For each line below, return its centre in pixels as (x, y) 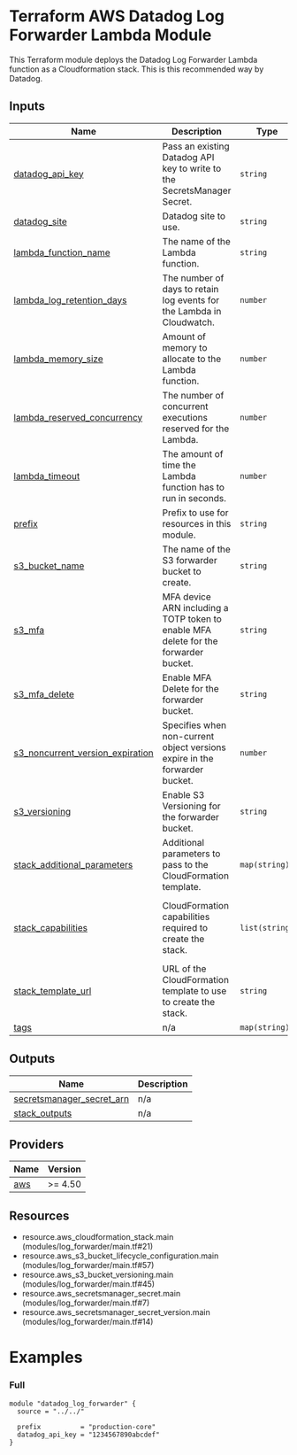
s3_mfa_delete (44, 694)
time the (179, 465)
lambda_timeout (47, 476)
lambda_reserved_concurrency (78, 417)
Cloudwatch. (188, 322)
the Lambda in (192, 311)
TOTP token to (192, 619)
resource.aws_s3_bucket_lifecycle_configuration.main (120, 1256)
